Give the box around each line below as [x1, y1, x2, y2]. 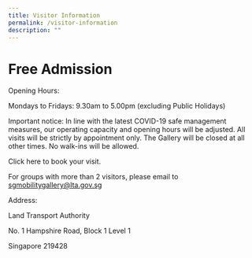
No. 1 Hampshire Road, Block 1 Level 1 [8, 226, 132, 236]
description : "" [8, 26, 61, 34]
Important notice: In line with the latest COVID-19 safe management [8, 116, 227, 126]
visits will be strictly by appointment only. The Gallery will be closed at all [8, 133, 246, 142]
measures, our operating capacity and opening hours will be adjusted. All [8, 125, 246, 135]
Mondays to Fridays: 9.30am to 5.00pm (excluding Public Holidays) [8, 101, 226, 111]
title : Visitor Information [8, 11, 101, 20]
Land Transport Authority [8, 211, 91, 220]
